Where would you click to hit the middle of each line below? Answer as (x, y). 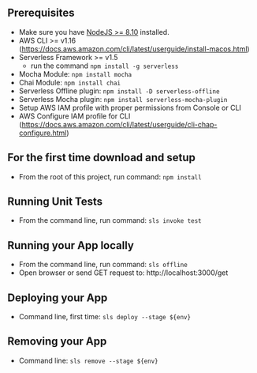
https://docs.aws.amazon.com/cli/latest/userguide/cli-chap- (119, 124)
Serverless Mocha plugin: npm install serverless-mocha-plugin (123, 99)
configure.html (43, 133)
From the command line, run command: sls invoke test (110, 220)
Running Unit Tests (55, 202)
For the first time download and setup (102, 158)
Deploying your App (58, 298)
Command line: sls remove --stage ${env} (88, 360)
